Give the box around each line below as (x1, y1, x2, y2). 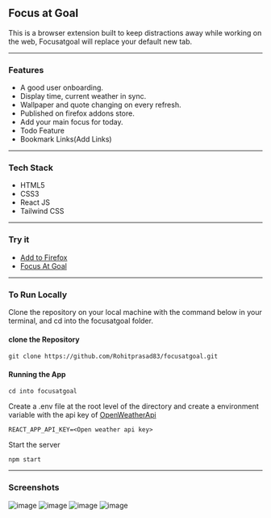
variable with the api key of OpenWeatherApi (8, 410, 156, 420)
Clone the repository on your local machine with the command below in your (8, 308, 262, 316)
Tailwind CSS (19, 206, 65, 216)
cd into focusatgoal (8, 388, 78, 396)
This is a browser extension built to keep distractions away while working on (8, 28, 262, 37)
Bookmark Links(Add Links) (19, 134, 112, 144)
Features (8, 64, 44, 75)
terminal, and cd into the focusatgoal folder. (8, 316, 153, 325)
